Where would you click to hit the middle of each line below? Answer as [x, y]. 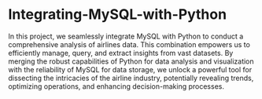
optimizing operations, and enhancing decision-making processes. [116, 86]
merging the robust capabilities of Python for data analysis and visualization [131, 61]
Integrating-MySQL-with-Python [117, 15]
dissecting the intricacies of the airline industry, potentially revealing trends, [131, 78]
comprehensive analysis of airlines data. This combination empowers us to [129, 44]
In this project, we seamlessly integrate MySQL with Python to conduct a [126, 36]
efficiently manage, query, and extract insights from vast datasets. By [121, 53]
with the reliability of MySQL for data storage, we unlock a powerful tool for [130, 69]
